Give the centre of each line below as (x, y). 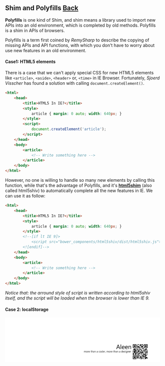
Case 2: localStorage (27, 309)
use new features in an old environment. (46, 50)
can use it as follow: (25, 196)
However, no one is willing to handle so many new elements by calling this (80, 180)
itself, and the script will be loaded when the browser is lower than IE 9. (77, 298)
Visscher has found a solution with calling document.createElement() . (75, 83)
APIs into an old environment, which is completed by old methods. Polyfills (81, 25)
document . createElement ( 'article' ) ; (69, 129)
